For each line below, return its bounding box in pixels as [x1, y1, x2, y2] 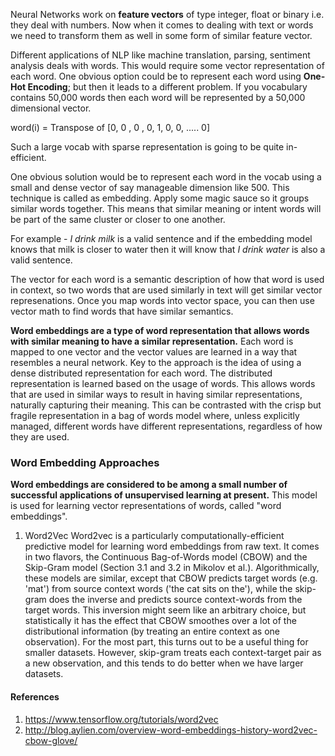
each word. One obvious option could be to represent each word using [10, 70, 302, 82]
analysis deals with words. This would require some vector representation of [10, 60, 325, 71]
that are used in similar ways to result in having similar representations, [10, 389, 303, 400]
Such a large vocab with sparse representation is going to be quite [10, 141, 285, 153]
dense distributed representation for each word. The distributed [10, 367, 273, 379]
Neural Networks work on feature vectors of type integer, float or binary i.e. [10, 9, 325, 20]
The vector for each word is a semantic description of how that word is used [10, 274, 325, 285]
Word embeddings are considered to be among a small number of [10, 479, 288, 491]
